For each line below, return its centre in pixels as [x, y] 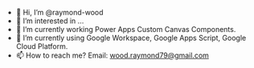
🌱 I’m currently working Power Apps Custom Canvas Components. [126, 29]
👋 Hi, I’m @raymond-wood [59, 12]
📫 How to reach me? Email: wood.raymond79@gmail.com [112, 55]
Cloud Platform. [42, 46]
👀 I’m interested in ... [50, 21]
